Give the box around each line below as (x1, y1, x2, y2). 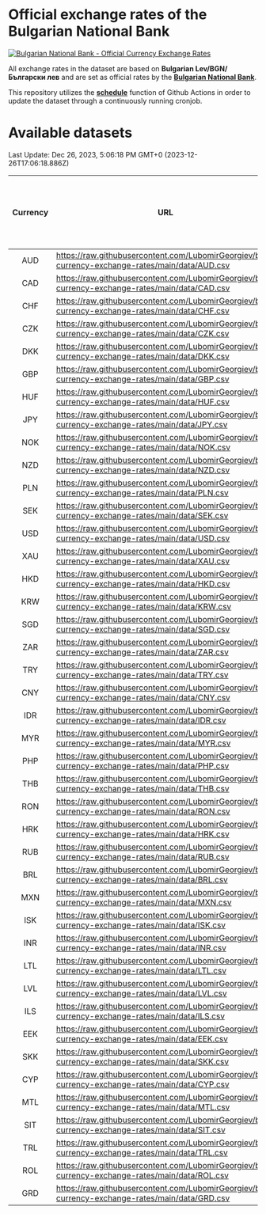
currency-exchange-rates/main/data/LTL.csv (55, 965, 227, 976)
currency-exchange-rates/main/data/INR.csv (55, 942, 227, 953)
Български (8, 72, 46, 82)
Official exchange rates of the (8, 6, 207, 24)
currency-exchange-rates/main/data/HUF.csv (55, 396, 230, 407)
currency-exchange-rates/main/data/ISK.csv (55, 920, 226, 931)
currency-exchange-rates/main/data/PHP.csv (55, 760, 230, 771)
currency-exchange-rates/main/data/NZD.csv (55, 465, 230, 476)
